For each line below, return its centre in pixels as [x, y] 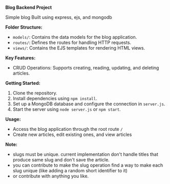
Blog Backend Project [29, 7]
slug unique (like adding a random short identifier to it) [70, 170]
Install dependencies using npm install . [55, 98]
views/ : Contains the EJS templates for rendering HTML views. [79, 48]
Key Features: [20, 58]
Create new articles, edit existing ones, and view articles [72, 134]
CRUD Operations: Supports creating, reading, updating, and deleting [86, 68]
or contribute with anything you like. [51, 176]
